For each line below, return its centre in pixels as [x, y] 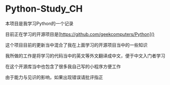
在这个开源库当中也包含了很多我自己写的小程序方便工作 [63, 66]
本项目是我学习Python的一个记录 [39, 23]
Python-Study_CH [44, 9]
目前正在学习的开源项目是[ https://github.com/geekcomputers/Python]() [80, 34]
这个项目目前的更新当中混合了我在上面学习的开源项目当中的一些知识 [76, 45]
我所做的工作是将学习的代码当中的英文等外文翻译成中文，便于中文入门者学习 [85, 56]
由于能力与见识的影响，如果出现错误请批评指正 [54, 77]
